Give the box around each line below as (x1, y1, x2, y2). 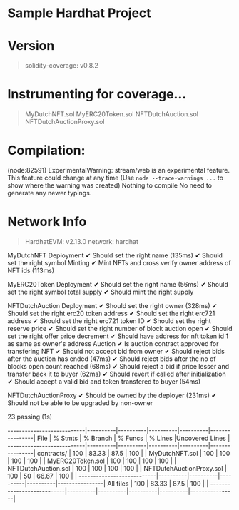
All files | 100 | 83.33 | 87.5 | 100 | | (106, 479, 209, 488)
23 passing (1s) (7, 412, 52, 421)
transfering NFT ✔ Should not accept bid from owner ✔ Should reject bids (7, 347, 225, 355)
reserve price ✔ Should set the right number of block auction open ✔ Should (7, 324, 233, 332)
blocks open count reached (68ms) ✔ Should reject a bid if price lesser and (7, 362, 230, 370)
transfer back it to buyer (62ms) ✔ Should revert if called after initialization (7, 369, 226, 378)
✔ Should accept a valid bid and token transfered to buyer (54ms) (7, 377, 201, 386)
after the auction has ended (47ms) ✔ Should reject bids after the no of (7, 355, 216, 363)
